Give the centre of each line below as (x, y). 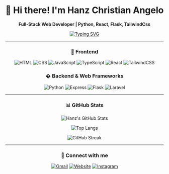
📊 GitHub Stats (84, 105)
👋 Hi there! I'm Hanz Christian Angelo (84, 10)
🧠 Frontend (84, 51)
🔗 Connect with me (84, 155)
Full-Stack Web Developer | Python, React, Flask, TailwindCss (84, 24)
